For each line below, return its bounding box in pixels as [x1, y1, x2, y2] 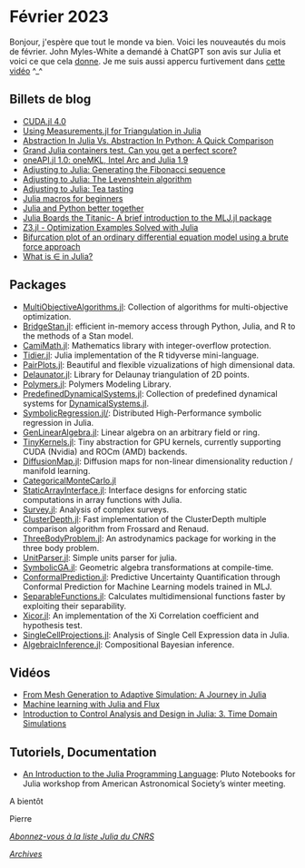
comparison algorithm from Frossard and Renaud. [22, 523, 209, 534]
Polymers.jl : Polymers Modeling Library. [22, 379, 172, 390]
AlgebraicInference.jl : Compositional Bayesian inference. [22, 638, 235, 650]
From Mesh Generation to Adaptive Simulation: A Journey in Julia [22, 689, 267, 700]
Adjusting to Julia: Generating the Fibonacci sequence [22, 163, 226, 174]
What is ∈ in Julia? [22, 251, 93, 261]
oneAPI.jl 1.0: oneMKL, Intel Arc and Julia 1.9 [22, 154, 189, 165]
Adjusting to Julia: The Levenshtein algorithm [22, 173, 192, 184]
